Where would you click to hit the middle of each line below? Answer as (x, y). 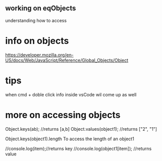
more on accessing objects (63, 115)
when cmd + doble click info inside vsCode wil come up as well (71, 94)
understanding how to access (36, 20)
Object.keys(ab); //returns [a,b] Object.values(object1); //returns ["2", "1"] (81, 129)
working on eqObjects (41, 8)
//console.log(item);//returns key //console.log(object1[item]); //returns (78, 148)
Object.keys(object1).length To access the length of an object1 (70, 139)
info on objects (37, 41)
